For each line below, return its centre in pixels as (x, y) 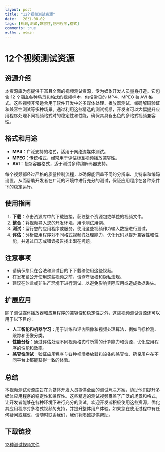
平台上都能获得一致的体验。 (44, 360)
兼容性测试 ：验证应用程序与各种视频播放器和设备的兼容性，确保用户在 (83, 354)
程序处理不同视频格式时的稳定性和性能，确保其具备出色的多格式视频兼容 (82, 115)
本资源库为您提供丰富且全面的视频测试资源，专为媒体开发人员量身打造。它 (80, 91)
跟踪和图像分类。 (29, 336)
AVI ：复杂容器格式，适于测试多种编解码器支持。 (61, 163)
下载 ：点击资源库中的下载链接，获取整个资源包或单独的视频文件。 (79, 216)
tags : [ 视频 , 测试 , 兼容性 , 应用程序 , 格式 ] (42, 23)
